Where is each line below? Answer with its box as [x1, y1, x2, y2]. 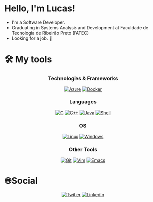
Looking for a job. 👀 [11, 35, 53, 41]
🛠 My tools [4, 54, 52, 65]
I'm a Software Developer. [11, 19, 65, 25]
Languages [69, 99, 97, 105]
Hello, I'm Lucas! [4, 3, 76, 14]
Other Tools [68, 146, 98, 153]
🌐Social [4, 175, 38, 186]
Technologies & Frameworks [48, 75, 118, 82]
